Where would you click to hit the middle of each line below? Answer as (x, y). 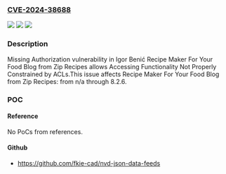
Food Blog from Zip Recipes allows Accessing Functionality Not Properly (112, 66)
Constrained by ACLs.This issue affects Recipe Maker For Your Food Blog (113, 74)
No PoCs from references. (45, 131)
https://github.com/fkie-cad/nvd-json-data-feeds (89, 163)
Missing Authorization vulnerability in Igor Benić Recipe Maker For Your (110, 59)
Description (28, 44)
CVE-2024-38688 (39, 10)
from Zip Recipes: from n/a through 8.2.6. (67, 81)
